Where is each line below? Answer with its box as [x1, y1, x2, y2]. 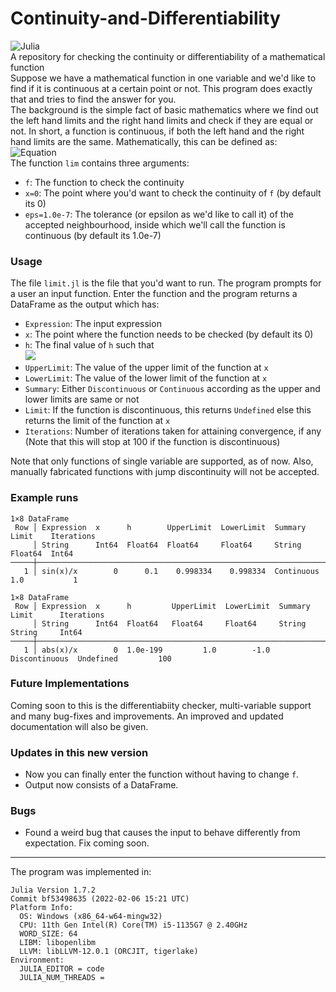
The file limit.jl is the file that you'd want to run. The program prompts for [10, 277, 322, 289]
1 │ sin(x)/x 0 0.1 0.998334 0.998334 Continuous [23, 566, 320, 576]
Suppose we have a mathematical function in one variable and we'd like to [10, 72, 317, 84]
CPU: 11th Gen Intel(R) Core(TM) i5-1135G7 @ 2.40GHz [19, 920, 248, 931]
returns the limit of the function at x [24, 415, 171, 427]
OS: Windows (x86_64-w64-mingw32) [19, 912, 163, 922]
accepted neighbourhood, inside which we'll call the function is [24, 218, 286, 231]
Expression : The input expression [24, 318, 162, 330]
